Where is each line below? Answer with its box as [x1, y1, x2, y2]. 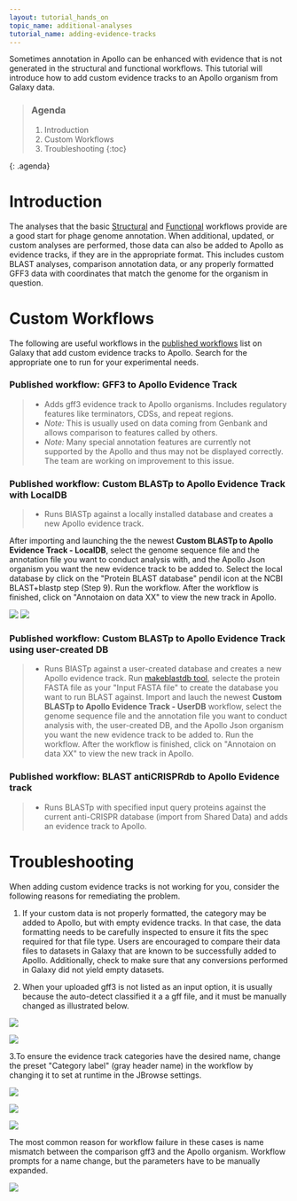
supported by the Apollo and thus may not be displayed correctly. [43, 445, 284, 457]
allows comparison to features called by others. [43, 427, 218, 437]
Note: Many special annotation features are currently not [43, 436, 251, 447]
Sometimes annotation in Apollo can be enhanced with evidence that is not [9, 54, 283, 65]
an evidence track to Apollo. [43, 820, 147, 831]
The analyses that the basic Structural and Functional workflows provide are [9, 221, 288, 232]
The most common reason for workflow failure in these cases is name [9, 1136, 264, 1147]
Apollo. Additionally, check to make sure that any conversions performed [21, 954, 288, 965]
